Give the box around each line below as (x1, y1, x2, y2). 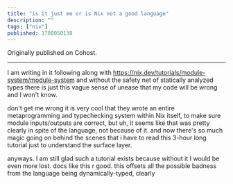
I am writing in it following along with (7, 69, 112, 77)
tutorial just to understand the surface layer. (7, 141, 132, 149)
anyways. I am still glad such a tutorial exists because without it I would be (7, 154, 220, 163)
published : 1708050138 (7, 29, 73, 37)
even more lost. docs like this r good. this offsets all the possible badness (7, 162, 217, 170)
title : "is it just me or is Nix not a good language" (7, 10, 169, 17)
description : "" (7, 17, 54, 24)
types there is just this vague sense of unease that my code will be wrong (7, 83, 218, 92)
